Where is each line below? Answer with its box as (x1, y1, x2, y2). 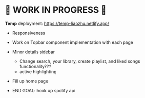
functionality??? (19, 63, 51, 69)
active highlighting (19, 68, 57, 75)
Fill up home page (12, 78, 49, 84)
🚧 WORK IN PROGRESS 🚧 (5, 4, 107, 16)
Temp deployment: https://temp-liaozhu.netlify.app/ (5, 20, 109, 26)
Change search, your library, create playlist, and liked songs (19, 58, 140, 64)
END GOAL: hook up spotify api (12, 87, 76, 93)
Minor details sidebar (12, 49, 55, 55)
